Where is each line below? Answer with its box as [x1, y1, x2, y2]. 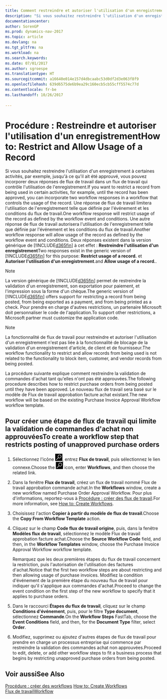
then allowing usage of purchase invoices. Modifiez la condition [12, 572, 143, 578]
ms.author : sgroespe [5, 66, 48, 71]
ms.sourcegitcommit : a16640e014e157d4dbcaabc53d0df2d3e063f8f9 [5, 76, 139, 82]
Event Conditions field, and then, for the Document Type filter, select [12, 619, 156, 625]
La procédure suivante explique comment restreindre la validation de [5, 370, 146, 377]
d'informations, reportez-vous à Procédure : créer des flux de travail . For [12, 495, 161, 502]
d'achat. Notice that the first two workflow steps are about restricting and [12, 567, 162, 573]
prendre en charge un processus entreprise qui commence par [12, 640, 142, 646]
